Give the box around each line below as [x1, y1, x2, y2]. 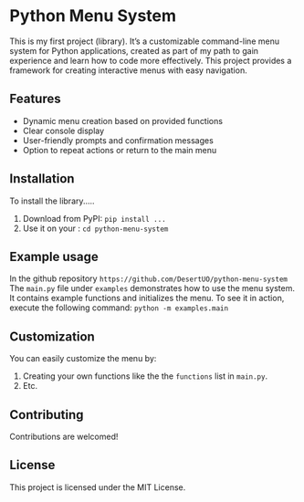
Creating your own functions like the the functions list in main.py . [22, 371, 267, 382]
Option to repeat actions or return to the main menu [22, 144, 217, 155]
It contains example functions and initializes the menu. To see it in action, [9, 293, 285, 304]
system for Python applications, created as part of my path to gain [9, 45, 258, 56]
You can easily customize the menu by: [9, 353, 157, 364]
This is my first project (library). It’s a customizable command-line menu [9, 36, 280, 47]
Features [9, 91, 61, 107]
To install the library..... [9, 195, 95, 206]
